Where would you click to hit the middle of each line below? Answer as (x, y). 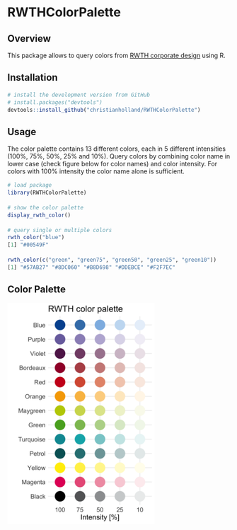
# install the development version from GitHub (79, 95)
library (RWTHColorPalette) (47, 193)
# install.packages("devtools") (55, 102)
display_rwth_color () (39, 215)
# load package (30, 185)
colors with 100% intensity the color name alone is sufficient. (96, 171)
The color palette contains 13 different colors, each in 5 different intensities (117, 149)
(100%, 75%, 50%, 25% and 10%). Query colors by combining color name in (119, 156)
